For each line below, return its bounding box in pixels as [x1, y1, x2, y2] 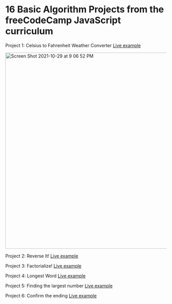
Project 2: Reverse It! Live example [5, 253, 78, 259]
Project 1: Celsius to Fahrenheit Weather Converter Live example [5, 42, 141, 48]
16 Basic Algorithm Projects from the [5, 4, 164, 15]
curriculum [5, 26, 54, 37]
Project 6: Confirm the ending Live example [5, 292, 97, 298]
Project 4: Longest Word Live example [5, 273, 86, 279]
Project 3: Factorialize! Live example [5, 262, 82, 269]
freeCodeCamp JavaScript [5, 14, 121, 26]
